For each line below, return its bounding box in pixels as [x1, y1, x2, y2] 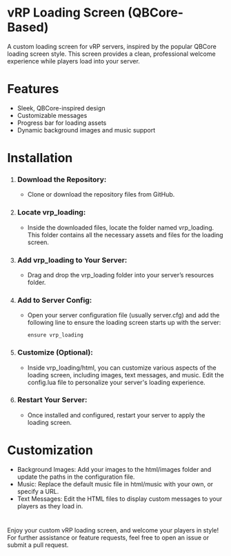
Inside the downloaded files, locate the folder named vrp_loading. [27, 223, 214, 232]
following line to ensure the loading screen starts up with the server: [27, 319, 221, 327]
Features [7, 81, 59, 97]
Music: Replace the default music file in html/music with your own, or [17, 479, 214, 488]
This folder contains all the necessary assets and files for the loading [27, 230, 223, 239]
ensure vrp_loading [27, 332, 84, 339]
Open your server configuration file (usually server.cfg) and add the [27, 311, 220, 319]
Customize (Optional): [17, 348, 93, 357]
